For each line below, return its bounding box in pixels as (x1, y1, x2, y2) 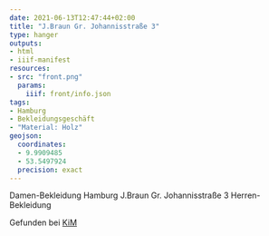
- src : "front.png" (9, 73, 83, 82)
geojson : (9, 132, 43, 141)
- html (9, 47, 34, 56)
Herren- (230, 190, 261, 201)
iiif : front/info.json (25, 89, 111, 98)
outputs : (9, 38, 43, 48)
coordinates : (17, 140, 67, 149)
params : (17, 81, 47, 90)
